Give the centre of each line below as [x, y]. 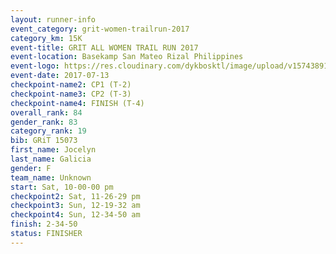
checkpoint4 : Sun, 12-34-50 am [75, 215]
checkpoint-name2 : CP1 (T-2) [71, 85]
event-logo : [35, 66]
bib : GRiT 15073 [44, 141]
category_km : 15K [46, 38]
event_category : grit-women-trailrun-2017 [100, 29]
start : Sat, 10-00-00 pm [62, 187]
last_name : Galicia [51, 159]
